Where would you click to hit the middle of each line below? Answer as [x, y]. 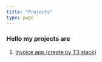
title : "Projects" [29, 12]
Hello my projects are [38, 39]
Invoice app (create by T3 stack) [56, 52]
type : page [20, 18]
